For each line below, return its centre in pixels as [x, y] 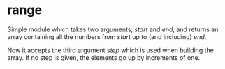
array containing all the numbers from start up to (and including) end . [107, 36]
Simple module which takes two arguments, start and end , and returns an [113, 29]
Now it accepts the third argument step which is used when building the [111, 50]
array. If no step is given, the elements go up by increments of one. [104, 57]
